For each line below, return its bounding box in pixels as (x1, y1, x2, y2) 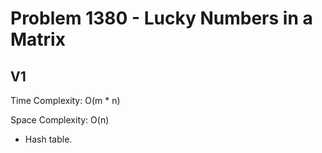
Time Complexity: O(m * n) (10, 95, 121, 106)
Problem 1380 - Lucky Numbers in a (10, 7, 313, 30)
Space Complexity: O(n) (10, 114, 110, 126)
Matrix (10, 28, 66, 51)
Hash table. (24, 133, 73, 145)
